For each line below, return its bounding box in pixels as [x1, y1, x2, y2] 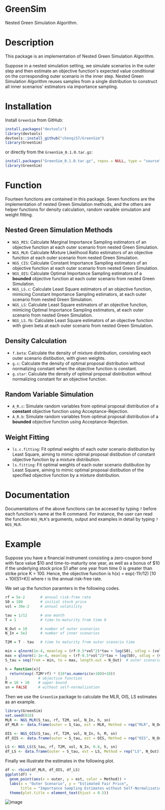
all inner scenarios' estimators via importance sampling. [5, 84, 118, 89]
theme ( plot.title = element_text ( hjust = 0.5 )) [9, 790, 109, 795]
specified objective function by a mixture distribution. [12, 472, 120, 478]
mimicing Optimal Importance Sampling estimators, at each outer [12, 307, 144, 313]
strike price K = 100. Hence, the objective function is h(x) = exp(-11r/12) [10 [5, 571, 156, 577]
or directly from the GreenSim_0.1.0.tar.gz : [5, 149, 93, 155]
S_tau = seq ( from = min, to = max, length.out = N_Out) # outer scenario [5, 658, 162, 663]
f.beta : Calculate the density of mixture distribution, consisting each [12, 350, 151, 356]
